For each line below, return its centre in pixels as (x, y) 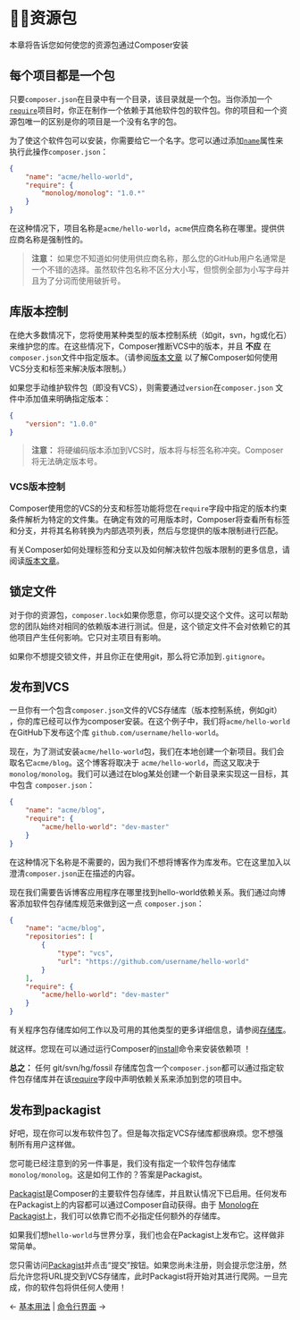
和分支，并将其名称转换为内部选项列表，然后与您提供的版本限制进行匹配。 (146, 530)
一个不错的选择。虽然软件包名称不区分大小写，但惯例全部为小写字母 (156, 270)
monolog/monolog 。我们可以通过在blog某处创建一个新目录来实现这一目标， (145, 774)
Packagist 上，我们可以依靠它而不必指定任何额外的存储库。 (117, 1215)
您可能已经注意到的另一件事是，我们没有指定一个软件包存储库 (123, 1163)
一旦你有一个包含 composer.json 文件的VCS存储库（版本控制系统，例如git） (146, 710)
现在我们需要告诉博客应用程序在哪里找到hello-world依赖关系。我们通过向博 (148, 892)
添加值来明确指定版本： (68, 398)
